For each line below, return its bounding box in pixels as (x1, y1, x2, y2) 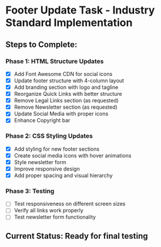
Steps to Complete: (5, 39, 78, 49)
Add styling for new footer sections (14, 145, 100, 152)
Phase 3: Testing (5, 186, 55, 195)
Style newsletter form (14, 158, 66, 165)
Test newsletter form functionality (14, 213, 96, 221)
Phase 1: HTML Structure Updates (5, 57, 104, 65)
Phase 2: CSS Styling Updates (5, 132, 93, 140)
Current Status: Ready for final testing (5, 231, 148, 241)
